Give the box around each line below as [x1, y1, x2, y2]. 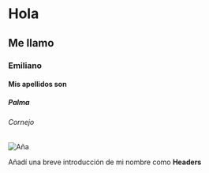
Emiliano [8, 60, 42, 71]
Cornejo [8, 118, 35, 127]
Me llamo [8, 36, 54, 50]
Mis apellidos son [8, 80, 67, 89]
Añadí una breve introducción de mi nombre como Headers [8, 157, 202, 167]
